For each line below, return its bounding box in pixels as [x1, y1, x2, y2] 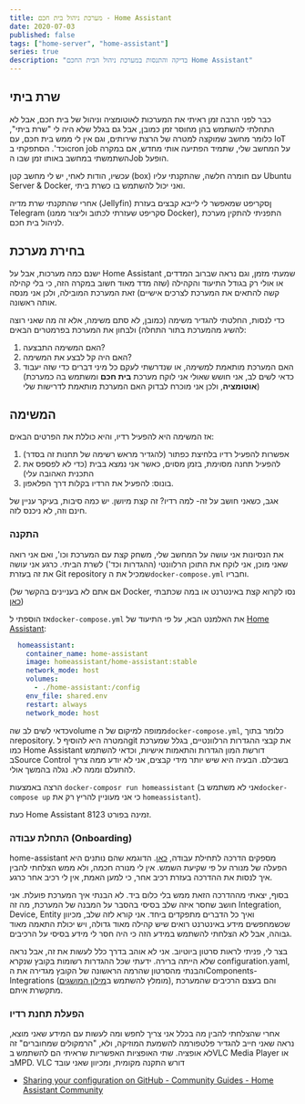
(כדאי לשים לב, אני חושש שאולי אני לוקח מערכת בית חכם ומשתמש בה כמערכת [22, 370, 294, 381]
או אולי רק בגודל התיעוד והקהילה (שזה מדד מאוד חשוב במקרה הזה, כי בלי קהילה [9, 277, 284, 288]
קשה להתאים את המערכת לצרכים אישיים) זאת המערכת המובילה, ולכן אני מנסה [9, 286, 280, 297]
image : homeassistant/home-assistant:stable [25, 658, 198, 667]
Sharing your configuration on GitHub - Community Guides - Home [22, 1075, 274, 1086]
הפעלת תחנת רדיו [9, 1007, 85, 1020]
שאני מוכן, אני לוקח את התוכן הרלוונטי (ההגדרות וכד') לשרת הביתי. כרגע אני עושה [9, 558, 289, 569]
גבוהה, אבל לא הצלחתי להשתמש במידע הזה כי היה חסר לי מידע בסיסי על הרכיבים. [9, 928, 293, 939]
